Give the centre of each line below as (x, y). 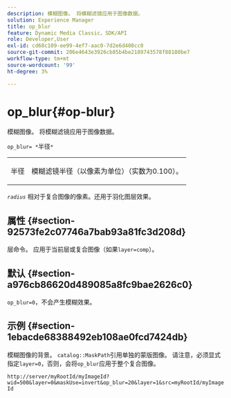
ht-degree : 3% (28, 71)
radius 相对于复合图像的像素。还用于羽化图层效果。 (81, 197)
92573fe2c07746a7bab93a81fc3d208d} (97, 232)
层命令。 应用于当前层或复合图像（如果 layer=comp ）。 (83, 249)
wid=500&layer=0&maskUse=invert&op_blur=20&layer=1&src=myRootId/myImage (116, 382)
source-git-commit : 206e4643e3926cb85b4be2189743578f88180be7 (99, 53)
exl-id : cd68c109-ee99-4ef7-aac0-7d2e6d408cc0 (75, 46)
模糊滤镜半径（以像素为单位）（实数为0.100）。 (107, 172)
